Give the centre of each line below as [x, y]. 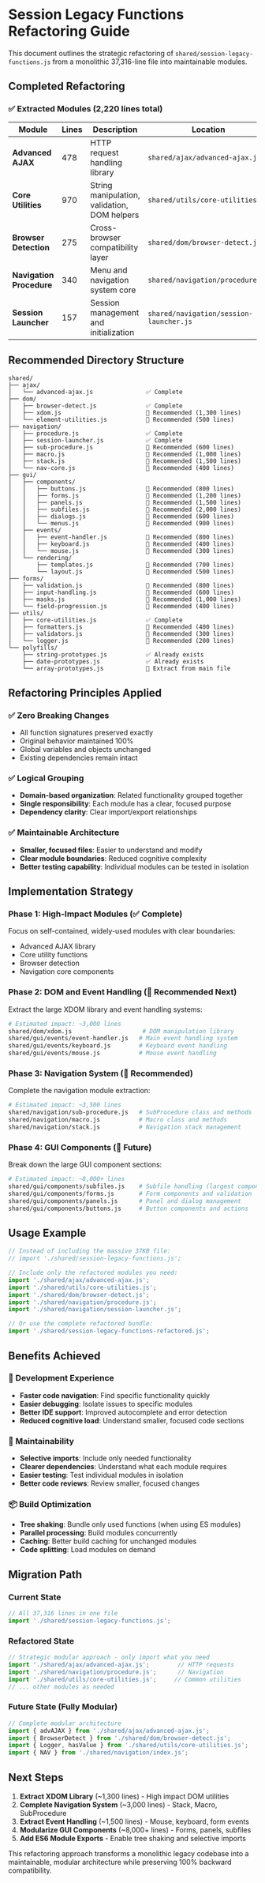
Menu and [109, 270]
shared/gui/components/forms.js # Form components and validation [130, 1193]
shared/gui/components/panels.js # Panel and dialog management [125, 1201]
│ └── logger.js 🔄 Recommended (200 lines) [121, 641]
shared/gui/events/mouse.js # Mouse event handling [112, 1053]
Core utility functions [54, 955]
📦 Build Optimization [50, 1505]
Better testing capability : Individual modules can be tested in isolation [134, 866]
